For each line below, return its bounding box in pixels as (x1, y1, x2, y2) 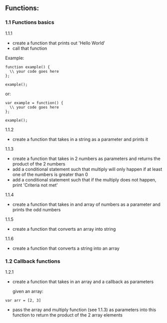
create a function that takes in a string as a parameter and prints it (12, 136, 149, 142)
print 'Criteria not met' (12, 182, 58, 188)
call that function (12, 45, 47, 51)
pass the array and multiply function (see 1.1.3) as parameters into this (12, 307, 156, 313)
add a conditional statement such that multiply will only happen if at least (12, 166, 163, 172)
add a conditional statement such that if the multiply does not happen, (12, 176, 157, 182)
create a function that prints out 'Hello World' (12, 40, 106, 46)
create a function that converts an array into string (12, 226, 116, 232)
